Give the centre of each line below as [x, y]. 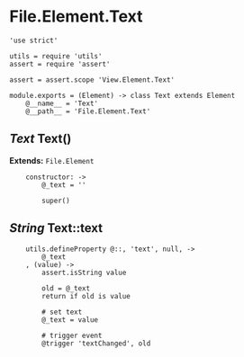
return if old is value [86, 296]
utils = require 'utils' [56, 56]
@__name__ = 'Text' [62, 103]
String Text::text [56, 228]
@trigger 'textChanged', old [96, 344]
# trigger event [72, 335]
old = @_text [66, 288]
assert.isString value [84, 272]
